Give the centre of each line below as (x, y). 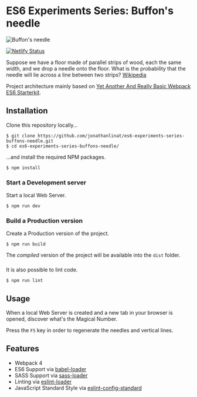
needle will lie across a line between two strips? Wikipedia (76, 75)
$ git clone (21, 136)
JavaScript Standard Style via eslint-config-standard (78, 388)
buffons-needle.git (30, 141)
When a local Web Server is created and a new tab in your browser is (89, 313)
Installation (27, 111)
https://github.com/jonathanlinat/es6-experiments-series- (111, 136)
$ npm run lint (25, 281)
